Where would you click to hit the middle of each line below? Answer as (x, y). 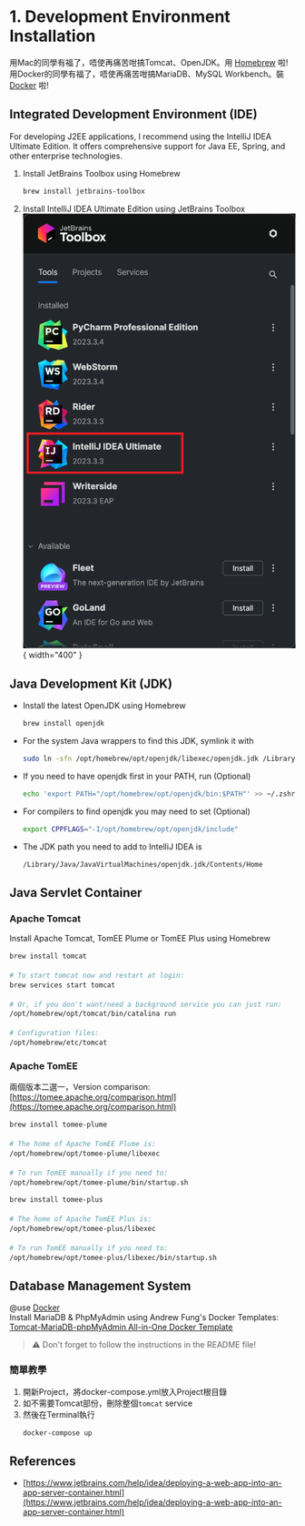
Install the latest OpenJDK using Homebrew (104, 706)
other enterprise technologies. (66, 156)
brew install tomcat (49, 956)
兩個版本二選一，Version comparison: (80, 1087)
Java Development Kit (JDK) (91, 683)
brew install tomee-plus (56, 1200)
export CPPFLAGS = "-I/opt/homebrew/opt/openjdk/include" (130, 829)
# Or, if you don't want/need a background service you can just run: (146, 1004)
